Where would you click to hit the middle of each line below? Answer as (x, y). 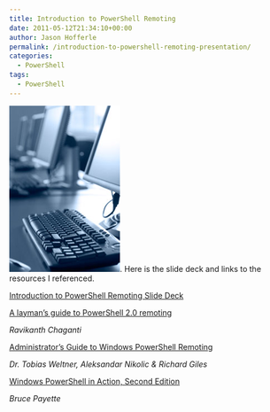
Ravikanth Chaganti (46, 330)
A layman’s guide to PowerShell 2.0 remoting (91, 312)
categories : (31, 56)
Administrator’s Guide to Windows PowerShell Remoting (111, 346)
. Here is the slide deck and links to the (191, 268)
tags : (19, 75)
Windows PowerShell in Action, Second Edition (94, 381)
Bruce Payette (35, 398)
